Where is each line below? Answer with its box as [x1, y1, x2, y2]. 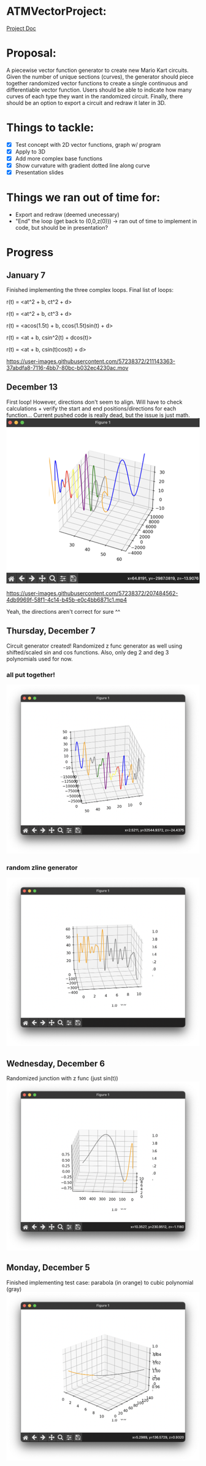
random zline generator [6, 863, 78, 872]
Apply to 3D [15, 147, 46, 155]
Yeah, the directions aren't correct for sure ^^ [6, 608, 121, 616]
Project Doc [6, 25, 36, 32]
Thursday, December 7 [6, 625, 96, 637]
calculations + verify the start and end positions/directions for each [6, 404, 177, 412]
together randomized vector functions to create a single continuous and [6, 79, 188, 87]
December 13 [6, 382, 58, 393]
